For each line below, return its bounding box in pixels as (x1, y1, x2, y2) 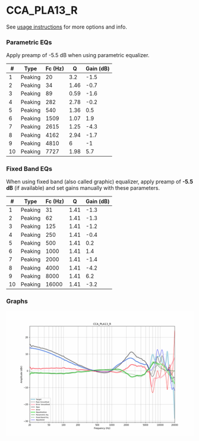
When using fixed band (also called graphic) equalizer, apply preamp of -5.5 (6, 178, 193, 185)
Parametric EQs (6, 38, 52, 46)
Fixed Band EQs (6, 164, 52, 173)
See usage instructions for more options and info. (6, 23, 128, 30)
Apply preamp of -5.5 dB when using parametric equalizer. (6, 52, 150, 59)
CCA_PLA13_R (6, 4, 78, 17)
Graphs (6, 297, 28, 305)
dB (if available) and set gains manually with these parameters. (6, 184, 160, 192)
